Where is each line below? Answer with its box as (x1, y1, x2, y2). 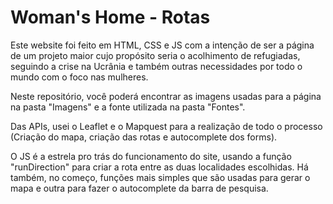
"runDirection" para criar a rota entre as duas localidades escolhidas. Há (10, 161, 309, 173)
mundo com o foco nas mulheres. (10, 71, 149, 83)
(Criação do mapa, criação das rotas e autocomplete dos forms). (10, 131, 278, 143)
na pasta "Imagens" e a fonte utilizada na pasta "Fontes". (10, 101, 246, 113)
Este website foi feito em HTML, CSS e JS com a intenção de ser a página (10, 39, 315, 51)
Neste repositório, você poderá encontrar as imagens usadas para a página (10, 90, 322, 102)
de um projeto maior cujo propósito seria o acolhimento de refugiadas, (10, 49, 301, 61)
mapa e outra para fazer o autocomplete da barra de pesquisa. (10, 182, 269, 194)
